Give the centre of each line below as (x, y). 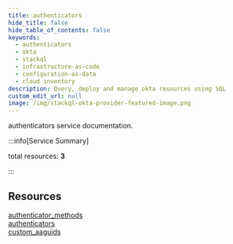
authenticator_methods (46, 215)
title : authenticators (45, 15)
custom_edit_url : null (45, 96)
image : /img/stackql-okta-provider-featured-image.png (100, 103)
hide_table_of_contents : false (59, 30)
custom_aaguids (35, 231)
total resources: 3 (36, 156)
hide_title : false (38, 23)
